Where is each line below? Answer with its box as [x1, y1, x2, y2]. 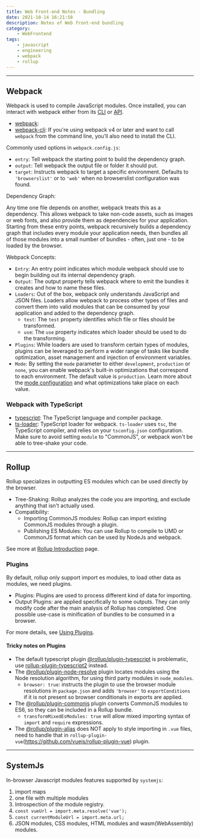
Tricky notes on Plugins [6, 642, 66, 650]
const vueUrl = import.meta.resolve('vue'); [14, 808, 127, 814]
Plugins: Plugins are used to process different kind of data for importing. [14, 591, 192, 599]
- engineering [17, 48, 52, 54]
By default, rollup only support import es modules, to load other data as [6, 573, 182, 581]
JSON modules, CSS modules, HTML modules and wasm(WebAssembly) [14, 820, 194, 827]
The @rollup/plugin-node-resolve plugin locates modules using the [14, 668, 180, 675]
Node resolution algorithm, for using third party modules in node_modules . [14, 674, 194, 681]
